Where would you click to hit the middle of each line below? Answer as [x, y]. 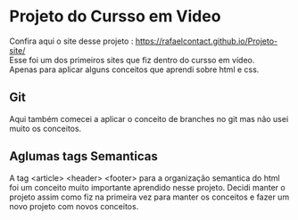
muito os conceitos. [46, 128]
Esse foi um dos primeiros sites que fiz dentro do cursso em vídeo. [132, 60]
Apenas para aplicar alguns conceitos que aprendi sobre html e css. [134, 69]
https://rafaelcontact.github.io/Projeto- [207, 41]
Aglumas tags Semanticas [83, 156]
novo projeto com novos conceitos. [74, 206]
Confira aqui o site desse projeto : [71, 41]
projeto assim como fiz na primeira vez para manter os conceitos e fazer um [149, 197]
